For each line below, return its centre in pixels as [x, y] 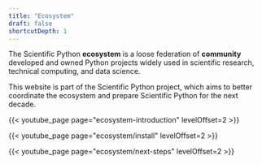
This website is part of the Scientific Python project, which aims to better [131, 87]
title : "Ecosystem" [41, 16]
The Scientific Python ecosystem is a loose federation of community [125, 54]
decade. [22, 104]
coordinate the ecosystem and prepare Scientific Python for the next [123, 96]
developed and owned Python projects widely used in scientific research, [131, 63]
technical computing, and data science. [74, 71]
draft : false [31, 24]
